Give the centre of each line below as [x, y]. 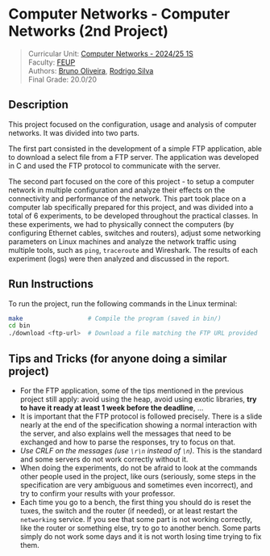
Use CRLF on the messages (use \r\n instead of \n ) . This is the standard [141, 451]
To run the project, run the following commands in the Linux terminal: [123, 303]
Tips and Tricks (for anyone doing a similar [118, 358]
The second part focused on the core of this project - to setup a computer [131, 181]
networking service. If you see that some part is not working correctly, [136, 519]
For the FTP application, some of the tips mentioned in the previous [132, 390]
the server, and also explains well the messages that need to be [125, 434]
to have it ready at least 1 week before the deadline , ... [112, 408]
